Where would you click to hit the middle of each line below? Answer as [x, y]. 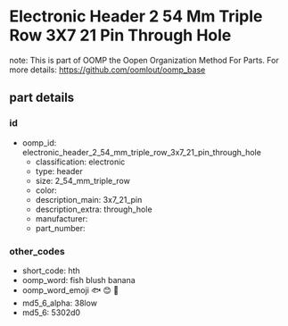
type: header [59, 171]
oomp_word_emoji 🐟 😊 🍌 [70, 290]
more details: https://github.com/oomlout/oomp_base [107, 70]
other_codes [37, 251]
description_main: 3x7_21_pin [89, 199]
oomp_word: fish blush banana [78, 280]
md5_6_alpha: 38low [60, 303]
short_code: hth [51, 271]
